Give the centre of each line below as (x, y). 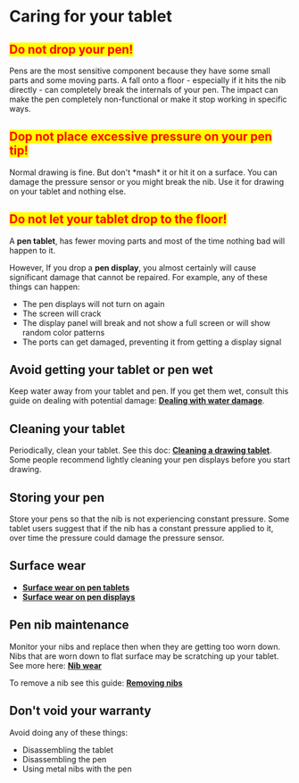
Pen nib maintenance (69, 625)
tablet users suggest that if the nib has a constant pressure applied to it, (141, 529)
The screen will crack (62, 313)
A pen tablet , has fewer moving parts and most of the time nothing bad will (147, 241)
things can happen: (45, 287)
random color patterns (63, 332)
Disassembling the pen (64, 759)
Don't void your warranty (80, 711)
